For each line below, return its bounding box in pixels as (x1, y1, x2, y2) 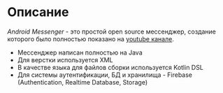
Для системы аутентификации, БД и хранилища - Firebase (17, 71, 193, 79)
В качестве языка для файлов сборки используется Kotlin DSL (17, 63, 204, 71)
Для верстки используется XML (17, 55, 113, 64)
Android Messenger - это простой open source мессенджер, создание (7, 27, 217, 36)
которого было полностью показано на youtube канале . (7, 34, 175, 43)
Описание (7, 4, 69, 20)
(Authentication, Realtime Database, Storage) (17, 78, 148, 86)
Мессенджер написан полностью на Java (17, 48, 143, 57)
